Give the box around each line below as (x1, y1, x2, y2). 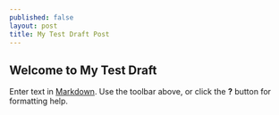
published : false (9, 12, 74, 22)
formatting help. (9, 95, 69, 107)
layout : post (9, 21, 58, 30)
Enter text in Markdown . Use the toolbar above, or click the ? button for (9, 86, 271, 97)
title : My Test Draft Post (9, 29, 110, 38)
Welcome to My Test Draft (9, 62, 157, 78)
